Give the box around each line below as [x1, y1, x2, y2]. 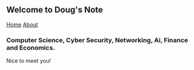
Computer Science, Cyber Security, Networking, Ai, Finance [6, 36, 189, 44]
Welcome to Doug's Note [6, 5, 104, 15]
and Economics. [6, 43, 56, 52]
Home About [6, 21, 38, 28]
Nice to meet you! [6, 57, 51, 65]
